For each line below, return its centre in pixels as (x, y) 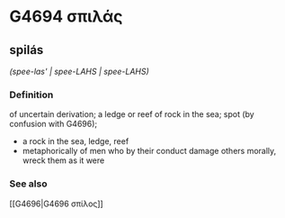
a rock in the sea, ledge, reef (76, 141)
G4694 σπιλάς (66, 17)
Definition (31, 95)
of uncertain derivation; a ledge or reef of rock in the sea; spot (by (132, 114)
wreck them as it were (63, 160)
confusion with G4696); (53, 124)
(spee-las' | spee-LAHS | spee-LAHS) (80, 71)
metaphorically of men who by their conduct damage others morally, (149, 151)
